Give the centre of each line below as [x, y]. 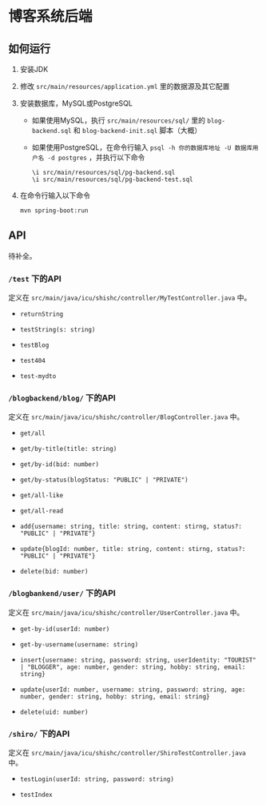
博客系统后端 [51, 16]
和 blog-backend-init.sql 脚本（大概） [137, 130]
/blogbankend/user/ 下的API [62, 594]
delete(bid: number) [54, 572]
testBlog [34, 345]
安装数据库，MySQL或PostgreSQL [76, 103]
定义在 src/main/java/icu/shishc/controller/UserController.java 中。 [126, 612]
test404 [32, 360]
